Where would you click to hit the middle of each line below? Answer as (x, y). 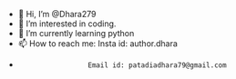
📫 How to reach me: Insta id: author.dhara (97, 44)
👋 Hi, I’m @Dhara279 (57, 14)
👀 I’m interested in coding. (67, 24)
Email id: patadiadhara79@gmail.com (157, 65)
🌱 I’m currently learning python (76, 33)
